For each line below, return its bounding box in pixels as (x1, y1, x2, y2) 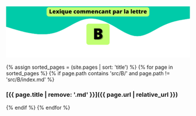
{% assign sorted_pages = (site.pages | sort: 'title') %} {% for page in (6, 64, 173, 71)
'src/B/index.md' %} (6, 76, 55, 83)
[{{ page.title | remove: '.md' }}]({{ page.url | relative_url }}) (6, 91, 178, 99)
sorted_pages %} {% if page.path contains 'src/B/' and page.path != (6, 70, 170, 77)
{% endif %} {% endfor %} (6, 104, 71, 111)
